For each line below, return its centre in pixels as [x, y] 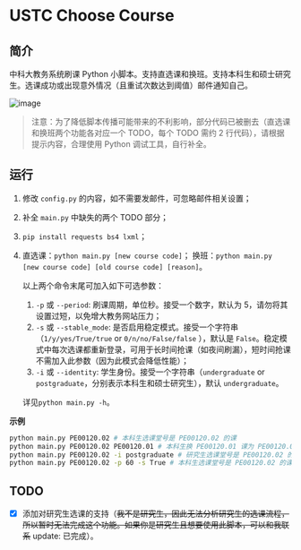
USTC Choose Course [92, 16]
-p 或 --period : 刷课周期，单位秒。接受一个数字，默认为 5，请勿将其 [162, 305]
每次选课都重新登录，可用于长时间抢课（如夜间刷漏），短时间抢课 [171, 349]
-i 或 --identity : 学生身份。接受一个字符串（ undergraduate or [150, 372]
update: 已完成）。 [65, 536]
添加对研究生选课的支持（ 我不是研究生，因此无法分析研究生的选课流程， [155, 514]
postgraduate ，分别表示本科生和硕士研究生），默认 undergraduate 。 [159, 382]
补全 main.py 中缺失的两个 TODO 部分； [95, 217]
